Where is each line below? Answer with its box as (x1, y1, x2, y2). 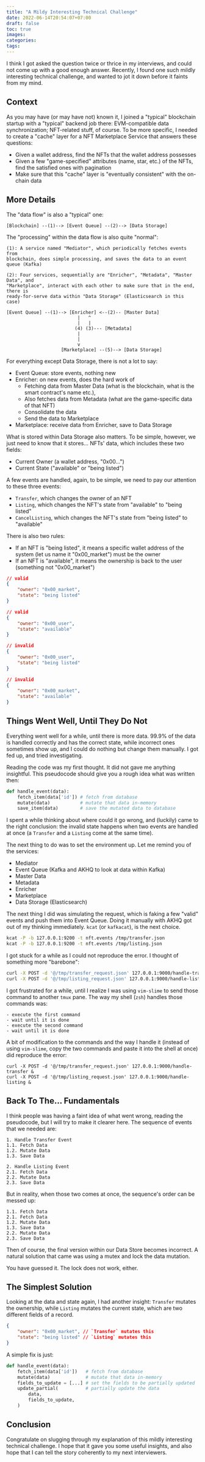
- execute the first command (6, 1011, 81, 1017)
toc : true (6, 26, 32, 32)
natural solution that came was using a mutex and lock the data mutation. (6, 1253, 190, 1260)
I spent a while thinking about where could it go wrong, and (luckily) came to (6, 816, 199, 824)
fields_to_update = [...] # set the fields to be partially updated (17, 1380, 195, 1386)
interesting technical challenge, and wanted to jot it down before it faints (6, 73, 188, 80)
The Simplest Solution (6, 1282, 92, 1292)
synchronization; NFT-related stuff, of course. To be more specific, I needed (6, 126, 198, 133)
